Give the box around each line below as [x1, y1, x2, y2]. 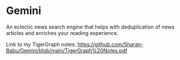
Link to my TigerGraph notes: [6, 41, 77, 48]
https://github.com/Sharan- [77, 41, 144, 48]
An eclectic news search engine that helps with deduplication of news [6, 23, 175, 30]
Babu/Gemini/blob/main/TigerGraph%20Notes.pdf [6, 47, 127, 54]
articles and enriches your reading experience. [6, 29, 119, 36]
